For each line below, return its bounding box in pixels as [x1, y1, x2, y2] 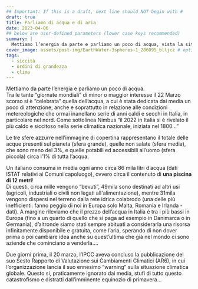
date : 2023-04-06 [6, 25, 49, 31]
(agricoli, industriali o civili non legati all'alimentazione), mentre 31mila [6, 189, 176, 196]
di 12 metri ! [6, 177, 34, 184]
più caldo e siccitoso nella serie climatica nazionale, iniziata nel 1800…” [6, 123, 179, 130]
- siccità [11, 58, 35, 64]
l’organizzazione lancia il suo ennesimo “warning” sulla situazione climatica [6, 264, 189, 271]
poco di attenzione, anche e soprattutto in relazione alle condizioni [6, 104, 168, 111]
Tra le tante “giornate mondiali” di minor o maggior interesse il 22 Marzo [6, 91, 181, 98]
